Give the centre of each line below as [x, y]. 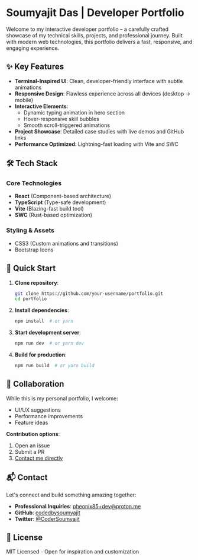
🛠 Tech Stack [32, 163]
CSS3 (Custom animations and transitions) [66, 243]
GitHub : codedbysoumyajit [48, 513]
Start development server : [48, 333]
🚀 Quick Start [31, 268]
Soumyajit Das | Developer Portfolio [95, 13]
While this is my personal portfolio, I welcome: [62, 398]
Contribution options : [33, 434]
